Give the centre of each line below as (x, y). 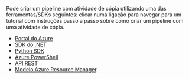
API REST (26, 63)
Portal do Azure (34, 38)
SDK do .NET (31, 44)
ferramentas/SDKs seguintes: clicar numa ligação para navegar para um (94, 15)
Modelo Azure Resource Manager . (56, 69)
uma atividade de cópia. (35, 27)
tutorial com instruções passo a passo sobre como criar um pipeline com (95, 21)
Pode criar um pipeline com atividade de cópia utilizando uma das (86, 8)
